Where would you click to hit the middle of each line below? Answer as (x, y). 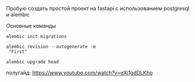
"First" (18, 52)
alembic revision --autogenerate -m (51, 47)
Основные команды (31, 26)
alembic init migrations (36, 37)
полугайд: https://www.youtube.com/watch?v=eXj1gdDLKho (80, 73)
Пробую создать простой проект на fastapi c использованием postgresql (98, 8)
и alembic (18, 15)
